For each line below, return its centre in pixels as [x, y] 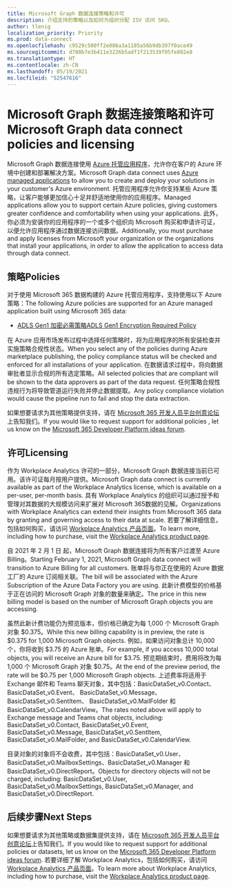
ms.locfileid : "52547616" [44, 78]
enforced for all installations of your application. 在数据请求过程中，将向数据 [115, 365]
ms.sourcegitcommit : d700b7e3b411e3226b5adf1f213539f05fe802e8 [100, 53]
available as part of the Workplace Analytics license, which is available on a [114, 487]
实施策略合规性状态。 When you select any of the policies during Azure [108, 349]
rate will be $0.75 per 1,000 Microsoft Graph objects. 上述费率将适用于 [107, 675]
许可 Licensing [38, 453]
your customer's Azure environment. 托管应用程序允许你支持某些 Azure [109, 189]
